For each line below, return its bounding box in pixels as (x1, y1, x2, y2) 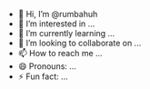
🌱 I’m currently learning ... (17, 28, 115, 38)
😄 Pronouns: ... (17, 61, 77, 72)
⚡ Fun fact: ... (17, 71, 68, 82)
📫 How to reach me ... (17, 48, 103, 58)
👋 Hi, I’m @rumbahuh (17, 9, 98, 19)
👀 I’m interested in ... (17, 18, 95, 29)
